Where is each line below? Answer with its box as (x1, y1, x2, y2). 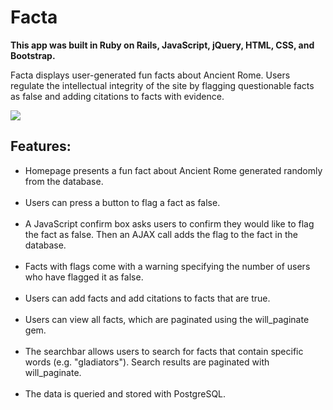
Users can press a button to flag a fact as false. (24, 196, 221, 208)
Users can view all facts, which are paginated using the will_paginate (24, 313, 310, 325)
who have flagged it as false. (24, 271, 144, 283)
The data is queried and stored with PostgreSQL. (24, 387, 227, 400)
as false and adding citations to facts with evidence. (10, 90, 225, 102)
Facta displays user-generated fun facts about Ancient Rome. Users (10, 69, 291, 81)
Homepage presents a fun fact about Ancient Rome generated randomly (24, 164, 323, 176)
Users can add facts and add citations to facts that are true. (24, 292, 271, 304)
